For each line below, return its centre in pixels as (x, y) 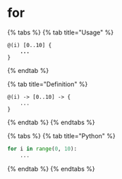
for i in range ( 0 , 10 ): (42, 149)
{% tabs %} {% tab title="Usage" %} (61, 32)
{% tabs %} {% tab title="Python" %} (61, 135)
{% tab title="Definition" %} (48, 84)
